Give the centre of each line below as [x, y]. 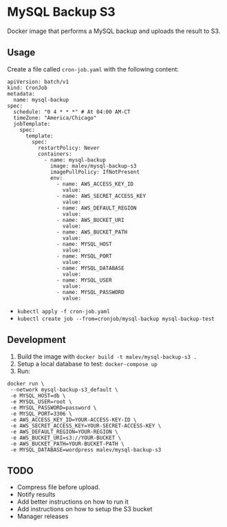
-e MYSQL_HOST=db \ [38, 396]
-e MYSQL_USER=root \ [41, 402]
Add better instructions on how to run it [73, 502]
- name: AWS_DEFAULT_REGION [96, 208]
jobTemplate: [32, 124]
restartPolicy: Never [68, 148]
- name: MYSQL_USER [84, 280]
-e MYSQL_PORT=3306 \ [41, 414]
